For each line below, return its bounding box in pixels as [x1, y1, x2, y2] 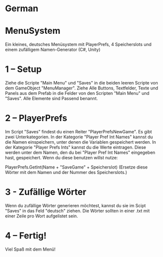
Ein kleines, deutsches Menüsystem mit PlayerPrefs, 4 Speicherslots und [5, 42, 152, 47]
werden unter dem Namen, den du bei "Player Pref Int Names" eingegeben [5, 150, 155, 155]
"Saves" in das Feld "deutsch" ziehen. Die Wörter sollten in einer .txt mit [5, 208, 150, 214]
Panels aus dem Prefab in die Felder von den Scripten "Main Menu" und [5, 90, 150, 96]
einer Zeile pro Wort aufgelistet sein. [5, 213, 78, 219]
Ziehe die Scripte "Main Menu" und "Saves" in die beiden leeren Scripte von [5, 80, 158, 86]
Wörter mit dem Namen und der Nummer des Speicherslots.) [5, 170, 127, 175]
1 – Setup [5, 64, 42, 75]
